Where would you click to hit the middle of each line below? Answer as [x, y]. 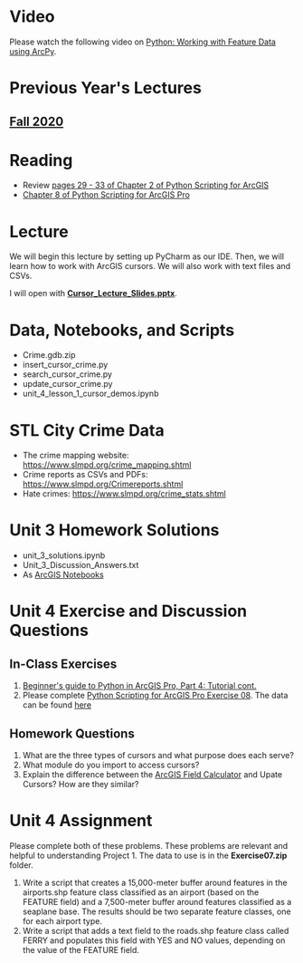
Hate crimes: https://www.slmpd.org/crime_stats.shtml [124, 494]
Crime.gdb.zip [49, 355]
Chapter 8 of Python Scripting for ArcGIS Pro [106, 195]
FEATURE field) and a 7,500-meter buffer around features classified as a [157, 901]
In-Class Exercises [63, 664]
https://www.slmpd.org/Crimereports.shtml [103, 484]
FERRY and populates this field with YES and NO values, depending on [154, 940]
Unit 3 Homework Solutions [114, 530]
